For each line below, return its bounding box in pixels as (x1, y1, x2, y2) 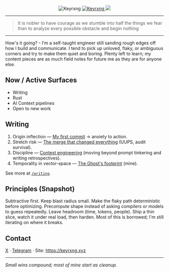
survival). (12, 144, 32, 150)
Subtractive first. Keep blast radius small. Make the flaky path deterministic (5, 198, 161, 204)
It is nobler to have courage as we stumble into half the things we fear (17, 20, 162, 26)
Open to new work (12, 105, 51, 112)
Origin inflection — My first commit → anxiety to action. (12, 133, 128, 139)
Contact (5, 234, 31, 243)
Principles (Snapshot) (5, 185, 75, 193)
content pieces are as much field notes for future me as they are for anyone (5, 56, 162, 62)
